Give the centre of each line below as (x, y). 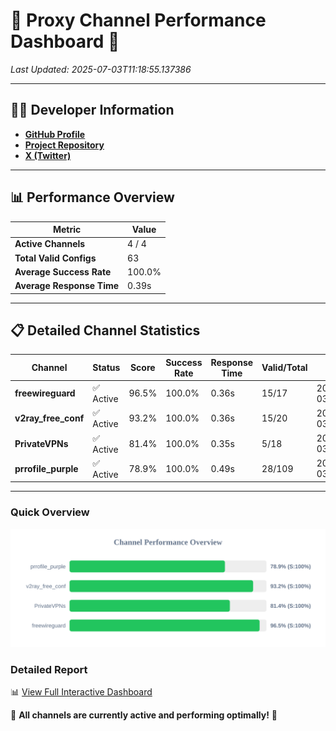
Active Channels (50, 244)
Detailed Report (49, 669)
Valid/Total (284, 368)
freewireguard (45, 393)
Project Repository (64, 145)
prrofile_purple (46, 468)
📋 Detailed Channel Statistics (105, 330)
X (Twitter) (48, 155)
